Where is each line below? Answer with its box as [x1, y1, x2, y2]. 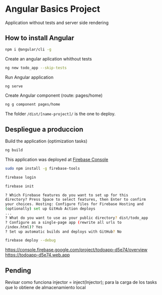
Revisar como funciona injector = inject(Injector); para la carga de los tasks [5, 279, 157, 285]
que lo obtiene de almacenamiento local [5, 285, 86, 291]
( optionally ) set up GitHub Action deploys [5, 206, 96, 212]
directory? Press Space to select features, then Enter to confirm [5, 197, 146, 202]
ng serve [5, 83, 23, 89]
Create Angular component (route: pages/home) [5, 92, 103, 99]
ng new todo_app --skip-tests [5, 65, 67, 70]
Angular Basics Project [5, 3, 101, 15]
